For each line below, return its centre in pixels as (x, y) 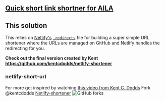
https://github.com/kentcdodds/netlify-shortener (59, 64)
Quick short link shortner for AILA (59, 8)
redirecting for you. (25, 48)
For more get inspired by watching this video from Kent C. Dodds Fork (78, 87)
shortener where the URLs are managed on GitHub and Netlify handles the (82, 43)
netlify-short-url (26, 77)
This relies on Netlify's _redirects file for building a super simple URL (77, 38)
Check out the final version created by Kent (52, 58)
